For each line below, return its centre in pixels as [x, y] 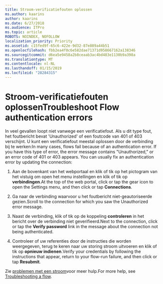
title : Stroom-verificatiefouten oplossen [49, 9]
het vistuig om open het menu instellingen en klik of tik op [70, 177]
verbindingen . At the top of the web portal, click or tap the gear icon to [83, 182]
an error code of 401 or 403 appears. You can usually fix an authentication [80, 157]
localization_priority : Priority [39, 41]
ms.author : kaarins [25, 14]
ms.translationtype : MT [29, 59]
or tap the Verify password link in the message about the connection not [85, 226]
